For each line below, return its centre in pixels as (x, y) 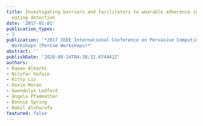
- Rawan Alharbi (27, 68)
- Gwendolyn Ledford (32, 91)
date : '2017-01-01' (31, 23)
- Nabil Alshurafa (29, 108)
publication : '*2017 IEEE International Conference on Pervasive (90, 40)
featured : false (27, 113)
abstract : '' (23, 51)
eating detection (34, 18)
